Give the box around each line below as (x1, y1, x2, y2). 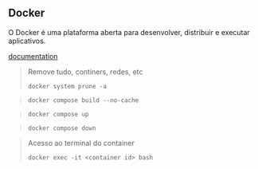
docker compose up (27, 110, 89, 118)
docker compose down (27, 124, 96, 132)
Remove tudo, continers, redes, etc (27, 67, 143, 77)
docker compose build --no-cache (27, 96, 139, 104)
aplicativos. (8, 36, 46, 45)
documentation (8, 51, 58, 61)
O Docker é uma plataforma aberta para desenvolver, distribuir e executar (8, 27, 251, 37)
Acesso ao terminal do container (27, 138, 135, 147)
